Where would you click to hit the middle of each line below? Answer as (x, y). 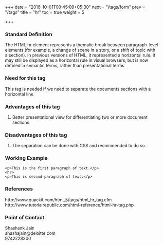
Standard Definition (29, 34)
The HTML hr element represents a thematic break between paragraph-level (81, 45)
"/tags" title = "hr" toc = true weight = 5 (45, 12)
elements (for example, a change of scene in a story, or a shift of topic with (80, 50)
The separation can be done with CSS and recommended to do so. (79, 146)
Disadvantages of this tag (36, 135)
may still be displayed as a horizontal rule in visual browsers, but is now (77, 60)
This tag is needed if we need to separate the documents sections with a (78, 89)
